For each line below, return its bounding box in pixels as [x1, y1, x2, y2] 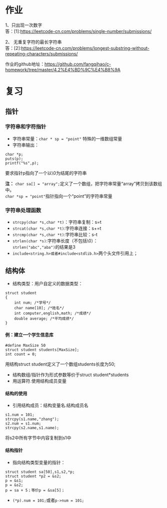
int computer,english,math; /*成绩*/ [14, 311, 91, 316]
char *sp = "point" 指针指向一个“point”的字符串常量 [5, 193, 112, 199]
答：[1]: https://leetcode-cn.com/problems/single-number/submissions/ [5, 28, 152, 34]
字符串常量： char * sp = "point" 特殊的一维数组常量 [12, 135, 122, 141]
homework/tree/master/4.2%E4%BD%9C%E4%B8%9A [5, 66, 121, 72]
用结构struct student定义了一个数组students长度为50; [5, 361, 116, 367]
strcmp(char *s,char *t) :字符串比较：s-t [12, 232, 97, 238]
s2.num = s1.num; [5, 421, 41, 426]
